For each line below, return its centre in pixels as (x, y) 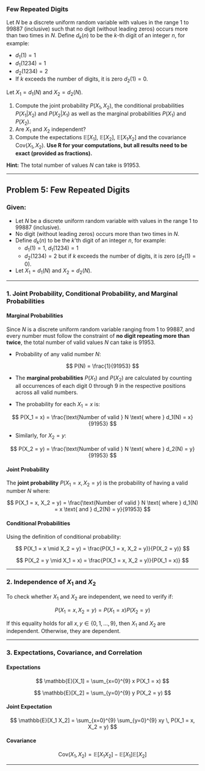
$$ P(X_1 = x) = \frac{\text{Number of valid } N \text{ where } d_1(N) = (99, 417)
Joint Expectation (29, 707)
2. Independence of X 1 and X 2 (51, 583)
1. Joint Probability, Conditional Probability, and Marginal (92, 293)
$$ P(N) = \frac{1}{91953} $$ (103, 366)
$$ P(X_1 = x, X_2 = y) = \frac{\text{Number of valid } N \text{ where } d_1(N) (103, 503)
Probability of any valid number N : (58, 354)
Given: (16, 208)
